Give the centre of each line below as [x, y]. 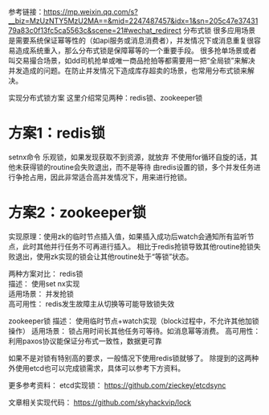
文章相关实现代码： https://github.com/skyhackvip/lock [100, 402]
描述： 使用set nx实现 [44, 283]
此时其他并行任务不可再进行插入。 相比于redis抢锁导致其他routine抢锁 [138, 246]
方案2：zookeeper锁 [77, 213]
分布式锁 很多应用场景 [220, 30]
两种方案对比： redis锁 [46, 273]
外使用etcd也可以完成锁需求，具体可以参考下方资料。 [97, 368]
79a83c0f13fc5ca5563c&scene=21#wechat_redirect [95, 30]
